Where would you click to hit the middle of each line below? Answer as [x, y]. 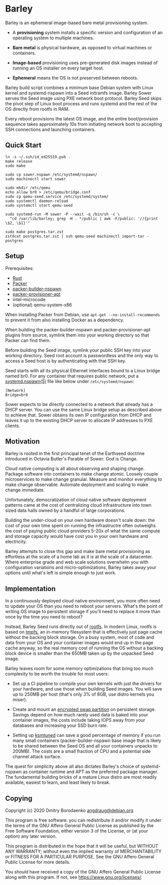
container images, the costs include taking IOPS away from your [79, 720]
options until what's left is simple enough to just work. [61, 573]
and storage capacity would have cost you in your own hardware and [77, 536]
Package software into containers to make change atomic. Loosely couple [81, 474]
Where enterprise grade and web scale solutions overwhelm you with [77, 562]
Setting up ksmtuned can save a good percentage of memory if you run [86, 735]
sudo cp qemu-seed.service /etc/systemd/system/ [57, 196]
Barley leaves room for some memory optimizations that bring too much [79, 668]
